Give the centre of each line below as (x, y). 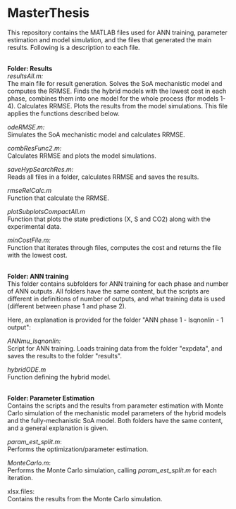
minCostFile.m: (29, 240)
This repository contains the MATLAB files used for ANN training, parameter (117, 32)
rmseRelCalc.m (29, 190)
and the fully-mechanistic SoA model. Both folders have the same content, (115, 420)
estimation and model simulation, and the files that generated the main (110, 39)
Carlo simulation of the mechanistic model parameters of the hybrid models (117, 413)
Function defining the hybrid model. (59, 377)
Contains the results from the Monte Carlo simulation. (85, 498)
